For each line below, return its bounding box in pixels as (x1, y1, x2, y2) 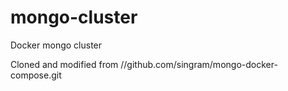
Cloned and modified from (10, 58, 119, 70)
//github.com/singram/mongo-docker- (120, 58, 278, 70)
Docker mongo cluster (10, 39, 103, 51)
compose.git (10, 69, 62, 81)
